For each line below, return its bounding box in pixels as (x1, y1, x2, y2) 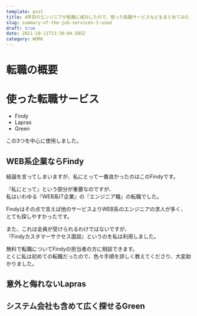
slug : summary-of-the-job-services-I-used (6, 19, 112, 25)
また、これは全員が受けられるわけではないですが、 (6, 225, 130, 232)
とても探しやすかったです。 (6, 213, 73, 220)
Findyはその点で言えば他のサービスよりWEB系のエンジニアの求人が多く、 (6, 205, 186, 213)
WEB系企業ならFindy (6, 156, 84, 166)
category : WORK (6, 36, 44, 42)
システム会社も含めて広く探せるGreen (6, 301, 146, 311)
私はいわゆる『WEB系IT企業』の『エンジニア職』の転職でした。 (6, 193, 162, 200)
